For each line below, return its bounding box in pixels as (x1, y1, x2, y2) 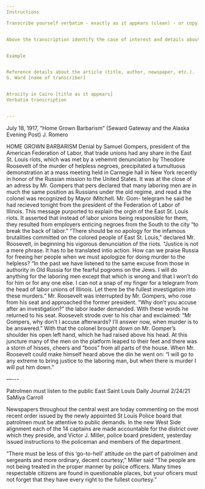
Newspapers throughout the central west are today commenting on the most (6, 405, 199, 413)
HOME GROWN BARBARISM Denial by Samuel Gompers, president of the (6, 142, 190, 150)
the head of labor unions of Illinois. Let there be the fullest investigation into (6, 285, 196, 293)
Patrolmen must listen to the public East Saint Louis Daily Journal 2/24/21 (6, 387, 190, 394)
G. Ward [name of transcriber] (6, 75, 86, 81)
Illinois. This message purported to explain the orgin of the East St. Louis (6, 207, 189, 215)
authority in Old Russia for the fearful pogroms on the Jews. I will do (6, 266, 178, 273)
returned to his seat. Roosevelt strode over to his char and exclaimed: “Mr (6, 311, 192, 318)
